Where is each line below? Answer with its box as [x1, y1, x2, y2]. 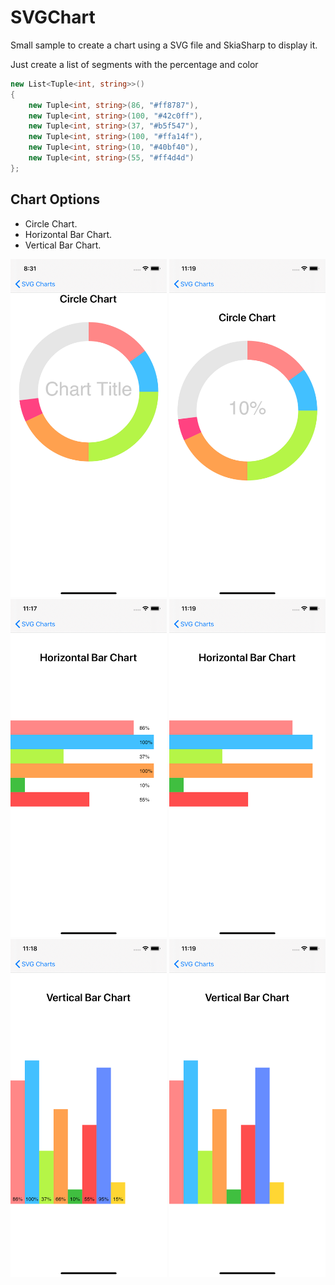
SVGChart [10, 6, 96, 29]
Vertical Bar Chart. [24, 239, 102, 251]
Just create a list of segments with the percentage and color [10, 58, 259, 70]
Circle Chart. [24, 217, 78, 230]
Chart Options [10, 191, 100, 208]
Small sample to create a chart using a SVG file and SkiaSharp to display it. [10, 39, 318, 51]
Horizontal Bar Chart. [24, 228, 113, 240]
